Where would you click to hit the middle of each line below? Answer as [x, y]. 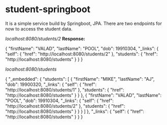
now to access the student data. [39, 28]
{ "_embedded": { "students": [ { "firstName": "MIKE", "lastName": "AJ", [80, 79]
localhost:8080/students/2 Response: [45, 39]
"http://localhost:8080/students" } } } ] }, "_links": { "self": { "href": [75, 111]
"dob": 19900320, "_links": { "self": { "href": [51, 84]
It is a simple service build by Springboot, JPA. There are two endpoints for [84, 23]
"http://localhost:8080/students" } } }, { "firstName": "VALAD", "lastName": [83, 95]
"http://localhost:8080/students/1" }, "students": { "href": [65, 89]
